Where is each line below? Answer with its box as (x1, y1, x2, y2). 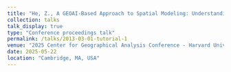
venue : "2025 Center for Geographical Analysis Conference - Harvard (7, 42, 211, 49)
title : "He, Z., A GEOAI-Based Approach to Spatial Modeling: (7, 10, 189, 17)
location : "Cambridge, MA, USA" (7, 55, 100, 62)
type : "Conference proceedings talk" (7, 29, 115, 36)
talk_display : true (7, 23, 63, 29)
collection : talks (7, 16, 60, 23)
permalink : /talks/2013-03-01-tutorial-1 (7, 36, 128, 43)
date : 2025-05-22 (7, 49, 57, 56)
